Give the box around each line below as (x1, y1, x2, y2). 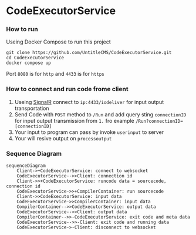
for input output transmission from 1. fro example (14, 117, 135, 124)
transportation (14, 105, 49, 112)
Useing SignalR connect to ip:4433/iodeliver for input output (14, 98, 164, 105)
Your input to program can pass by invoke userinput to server (14, 128, 164, 136)
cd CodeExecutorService (6, 55, 65, 61)
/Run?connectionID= (135, 118, 183, 124)
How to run (6, 25, 38, 33)
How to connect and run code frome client (6, 85, 129, 93)
